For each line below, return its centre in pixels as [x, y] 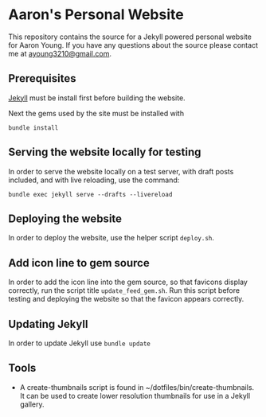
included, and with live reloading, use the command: [94, 180]
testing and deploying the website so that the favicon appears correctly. [126, 299]
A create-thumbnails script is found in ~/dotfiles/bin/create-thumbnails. [137, 387]
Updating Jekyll [48, 324]
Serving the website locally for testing [105, 152]
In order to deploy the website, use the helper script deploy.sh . [111, 238]
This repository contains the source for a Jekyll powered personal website [130, 37]
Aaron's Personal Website [96, 15]
